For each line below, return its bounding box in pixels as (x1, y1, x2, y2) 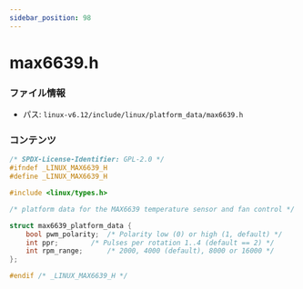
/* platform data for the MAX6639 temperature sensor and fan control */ (9, 204, 296, 214)
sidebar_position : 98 (9, 13, 92, 23)
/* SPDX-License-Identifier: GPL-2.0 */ (9, 155, 166, 164)
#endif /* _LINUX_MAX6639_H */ (9, 272, 128, 281)
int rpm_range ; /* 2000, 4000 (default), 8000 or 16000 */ (25, 246, 275, 255)
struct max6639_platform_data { (9, 221, 132, 230)
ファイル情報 (9, 86, 66, 99)
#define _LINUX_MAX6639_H (9, 172, 107, 182)
